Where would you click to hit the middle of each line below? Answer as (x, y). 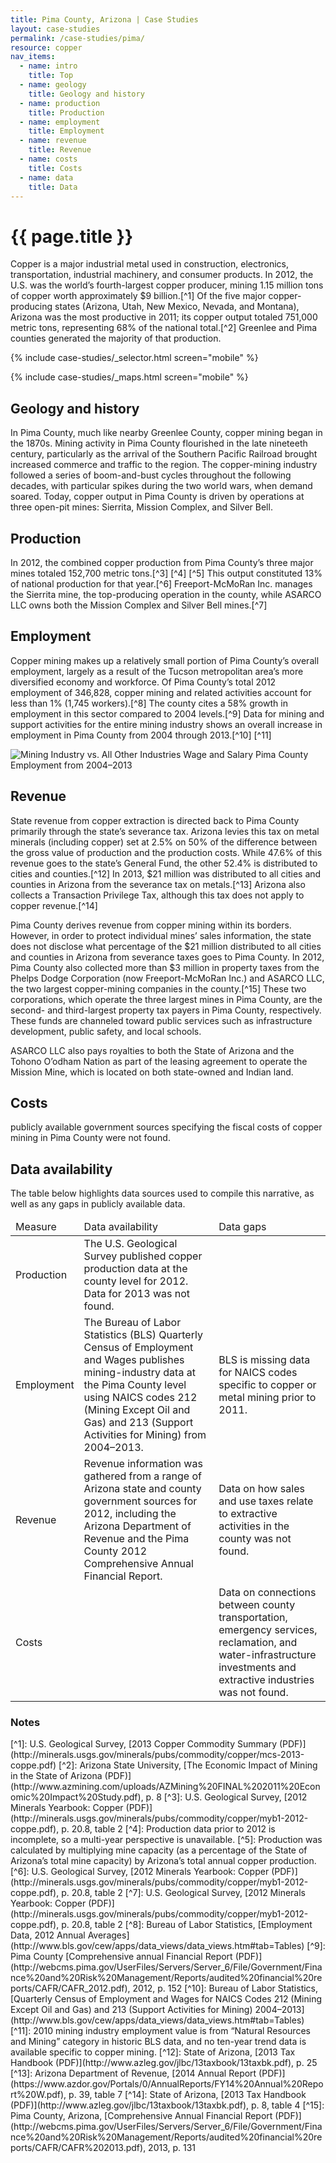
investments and (257, 1668)
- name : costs (48, 159)
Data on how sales (261, 1489)
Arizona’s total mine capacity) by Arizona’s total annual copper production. (163, 1861)
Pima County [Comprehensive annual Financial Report (121, 1957)
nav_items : (33, 57)
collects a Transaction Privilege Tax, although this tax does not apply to (157, 895)
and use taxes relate (266, 1501)
